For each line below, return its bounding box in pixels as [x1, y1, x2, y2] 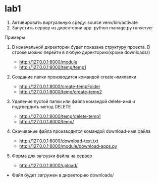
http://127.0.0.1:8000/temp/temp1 [19, 64, 86, 70]
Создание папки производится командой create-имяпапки [11, 74, 137, 80]
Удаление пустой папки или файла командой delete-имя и [11, 98, 135, 104]
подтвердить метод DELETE [11, 103, 71, 109]
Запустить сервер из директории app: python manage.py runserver [11, 24, 153, 30]
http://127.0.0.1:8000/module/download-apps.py [19, 143, 117, 149]
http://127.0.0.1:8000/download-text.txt [19, 138, 99, 144]
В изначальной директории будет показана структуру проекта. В [11, 44, 150, 50]
